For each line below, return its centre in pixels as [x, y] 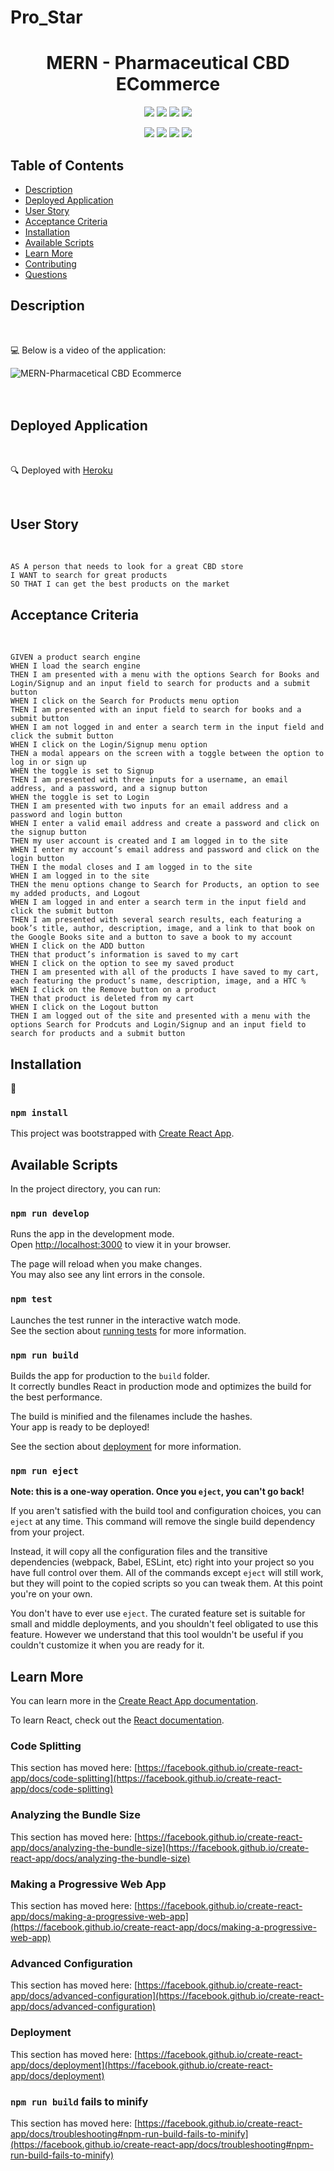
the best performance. [56, 1397]
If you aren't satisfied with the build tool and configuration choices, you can [166, 1511]
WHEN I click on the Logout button [84, 1007]
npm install [39, 1112]
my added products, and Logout [75, 894]
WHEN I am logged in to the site [80, 876]
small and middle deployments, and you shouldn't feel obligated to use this [164, 1624]
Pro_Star [46, 17]
